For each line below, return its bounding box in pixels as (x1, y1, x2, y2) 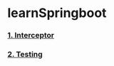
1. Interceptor (7, 31, 55, 40)
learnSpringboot (7, 5, 107, 21)
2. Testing (7, 50, 43, 60)
